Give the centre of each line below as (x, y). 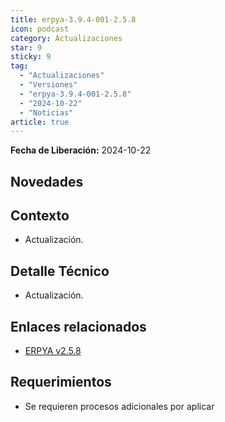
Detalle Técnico (60, 271)
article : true (40, 122)
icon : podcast (40, 29)
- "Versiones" (48, 85)
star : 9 (26, 47)
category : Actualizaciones (66, 38)
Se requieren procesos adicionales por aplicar (119, 406)
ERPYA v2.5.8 (53, 351)
